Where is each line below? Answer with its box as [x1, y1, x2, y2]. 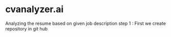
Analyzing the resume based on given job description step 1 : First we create [5, 20, 166, 26]
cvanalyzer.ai [5, 4, 64, 15]
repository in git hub [5, 25, 48, 31]
